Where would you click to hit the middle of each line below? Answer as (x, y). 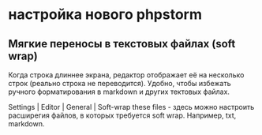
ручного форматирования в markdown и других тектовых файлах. (119, 92)
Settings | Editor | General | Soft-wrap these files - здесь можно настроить (131, 107)
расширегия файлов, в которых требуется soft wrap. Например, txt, (122, 115)
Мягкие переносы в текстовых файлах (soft (122, 44)
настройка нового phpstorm (105, 15)
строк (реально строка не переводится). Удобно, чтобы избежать (120, 83)
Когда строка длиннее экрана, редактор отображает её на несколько (126, 75)
